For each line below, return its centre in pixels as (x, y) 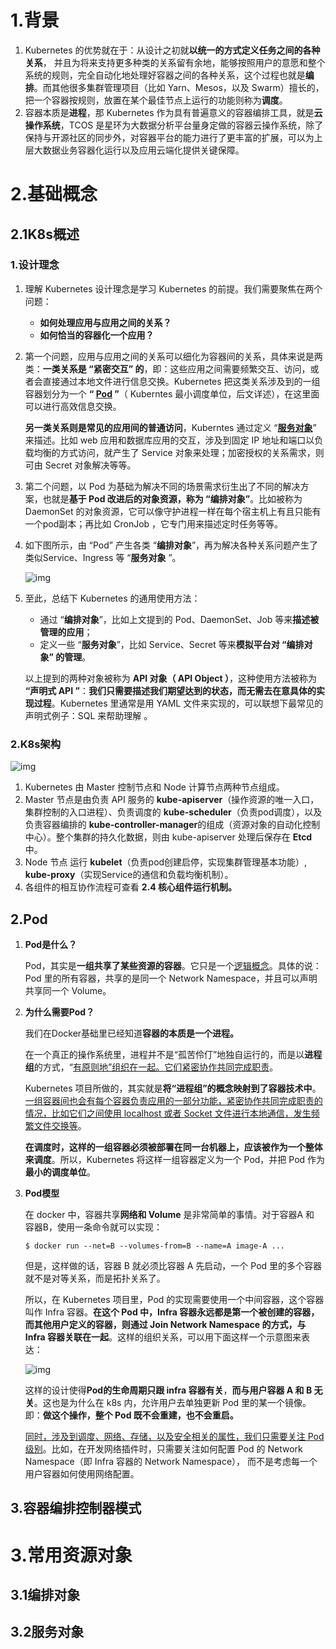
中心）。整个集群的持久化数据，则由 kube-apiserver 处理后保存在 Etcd (168, 837)
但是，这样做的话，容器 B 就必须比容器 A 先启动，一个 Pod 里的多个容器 (173, 1265)
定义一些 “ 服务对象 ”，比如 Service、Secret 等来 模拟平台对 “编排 (172, 644)
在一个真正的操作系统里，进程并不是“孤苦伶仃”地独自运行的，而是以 (164, 1054)
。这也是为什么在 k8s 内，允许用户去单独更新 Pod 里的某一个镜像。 (172, 1402)
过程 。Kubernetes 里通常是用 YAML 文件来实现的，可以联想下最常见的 (178, 703)
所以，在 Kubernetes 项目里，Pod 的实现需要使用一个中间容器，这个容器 (174, 1299)
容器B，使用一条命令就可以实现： (93, 1227)
